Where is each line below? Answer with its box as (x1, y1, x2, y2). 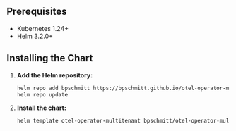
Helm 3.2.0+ (16, 32, 54, 40)
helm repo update (16, 91, 69, 98)
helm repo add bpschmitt (16, 85, 90, 92)
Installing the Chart (6, 52, 93, 64)
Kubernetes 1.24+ (16, 24, 69, 32)
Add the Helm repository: (16, 70, 93, 80)
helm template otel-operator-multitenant (16, 118, 141, 125)
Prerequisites (6, 6, 67, 18)
